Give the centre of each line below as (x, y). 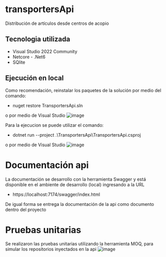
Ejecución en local (35, 78)
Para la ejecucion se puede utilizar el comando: (54, 125)
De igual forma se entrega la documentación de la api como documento (80, 204)
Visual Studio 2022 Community (45, 51)
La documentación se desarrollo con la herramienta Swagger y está (76, 179)
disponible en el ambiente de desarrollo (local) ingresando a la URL (75, 184)
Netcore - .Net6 (29, 57)
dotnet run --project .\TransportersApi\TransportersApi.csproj (77, 135)
